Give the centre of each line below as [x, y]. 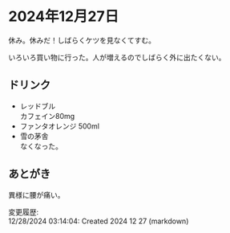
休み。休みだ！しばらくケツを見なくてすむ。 [82, 40]
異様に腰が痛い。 [36, 194]
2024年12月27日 [64, 16]
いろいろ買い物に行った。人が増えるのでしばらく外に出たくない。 [117, 57]
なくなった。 [41, 146]
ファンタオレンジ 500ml [60, 126]
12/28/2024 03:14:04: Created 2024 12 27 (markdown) [99, 221]
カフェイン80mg [47, 116]
